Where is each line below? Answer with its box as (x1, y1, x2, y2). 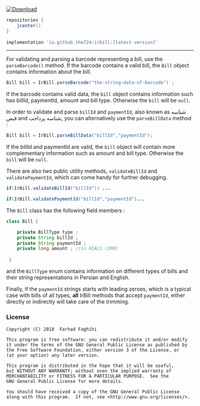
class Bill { (6, 218, 39, 224)
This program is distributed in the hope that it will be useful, (6, 363, 174, 369)
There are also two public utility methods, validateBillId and (6, 167, 158, 175)
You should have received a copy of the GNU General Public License (6, 389, 180, 395)
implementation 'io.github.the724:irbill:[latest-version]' (6, 39, 159, 45)
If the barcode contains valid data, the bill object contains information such (6, 90, 193, 98)
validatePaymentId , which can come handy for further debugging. (6, 174, 168, 181)
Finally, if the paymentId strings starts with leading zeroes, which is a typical (6, 286, 192, 292)
